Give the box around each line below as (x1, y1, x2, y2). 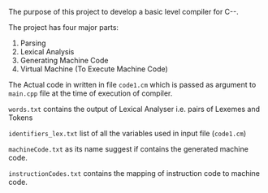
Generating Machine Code (19, 56, 109, 65)
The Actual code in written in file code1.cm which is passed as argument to (8, 80, 257, 89)
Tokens (8, 113, 33, 122)
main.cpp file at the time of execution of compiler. (8, 88, 173, 98)
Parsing (19, 38, 46, 48)
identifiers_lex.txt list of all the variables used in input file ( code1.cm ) (8, 129, 247, 138)
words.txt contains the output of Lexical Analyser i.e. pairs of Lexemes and (8, 105, 260, 114)
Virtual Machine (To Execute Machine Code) (19, 64, 168, 74)
